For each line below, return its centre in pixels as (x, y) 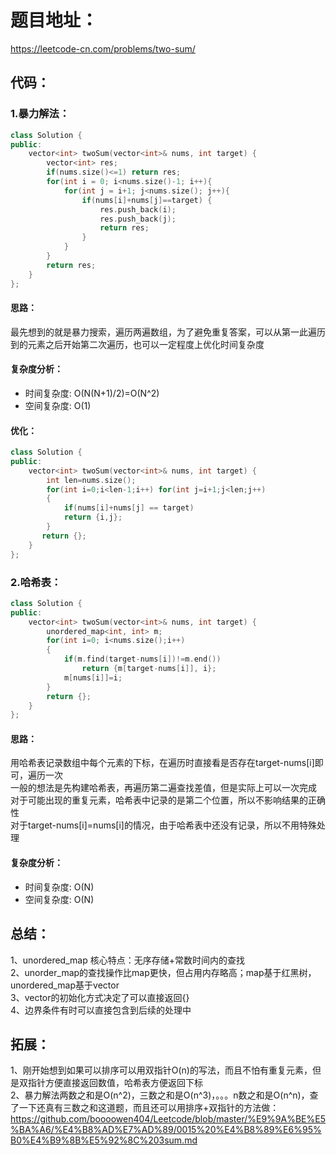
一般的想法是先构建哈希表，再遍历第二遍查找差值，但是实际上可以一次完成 (163, 788)
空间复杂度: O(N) (59, 899)
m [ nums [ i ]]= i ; (93, 677)
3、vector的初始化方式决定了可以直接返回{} (100, 997)
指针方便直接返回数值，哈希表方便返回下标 (115, 1083)
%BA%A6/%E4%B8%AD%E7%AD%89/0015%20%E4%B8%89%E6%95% (166, 1130)
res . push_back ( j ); (138, 219)
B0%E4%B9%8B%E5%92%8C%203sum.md (104, 1140)
